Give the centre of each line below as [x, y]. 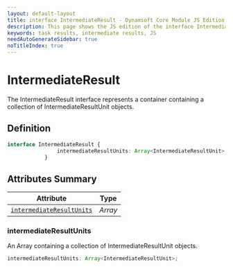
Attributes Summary [52, 179]
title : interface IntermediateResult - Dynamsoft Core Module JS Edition [116, 20]
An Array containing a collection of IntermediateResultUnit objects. [102, 246]
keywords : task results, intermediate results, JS [82, 33]
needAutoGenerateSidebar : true [52, 40]
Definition [29, 129]
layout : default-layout [42, 14]
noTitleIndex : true [35, 46]
